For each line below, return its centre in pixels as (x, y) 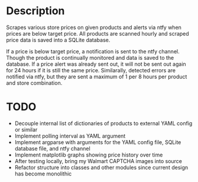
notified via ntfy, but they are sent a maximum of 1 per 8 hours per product (97, 76)
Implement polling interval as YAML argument (70, 136)
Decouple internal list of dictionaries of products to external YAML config (103, 123)
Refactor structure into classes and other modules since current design (101, 167)
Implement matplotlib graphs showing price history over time (89, 155)
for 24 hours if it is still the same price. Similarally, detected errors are (91, 70)
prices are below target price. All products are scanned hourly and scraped (98, 33)
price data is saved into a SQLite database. (58, 40)
